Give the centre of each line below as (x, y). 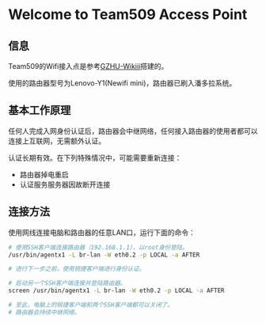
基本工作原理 (40, 110)
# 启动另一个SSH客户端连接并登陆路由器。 (67, 283)
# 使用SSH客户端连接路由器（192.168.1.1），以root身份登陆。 (98, 247)
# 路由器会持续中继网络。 (44, 312)
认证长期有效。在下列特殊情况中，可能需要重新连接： (95, 158)
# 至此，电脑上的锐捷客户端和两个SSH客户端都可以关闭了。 (91, 305)
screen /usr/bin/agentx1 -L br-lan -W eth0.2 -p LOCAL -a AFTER (116, 291)
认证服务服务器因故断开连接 (65, 184)
